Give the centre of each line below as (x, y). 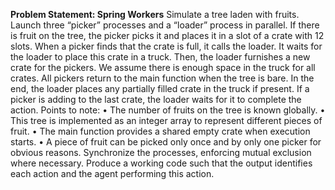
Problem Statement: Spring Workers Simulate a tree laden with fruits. (155, 14)
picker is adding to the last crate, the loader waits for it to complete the (156, 99)
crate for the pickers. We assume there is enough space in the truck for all (163, 67)
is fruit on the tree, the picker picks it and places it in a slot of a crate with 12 (167, 35)
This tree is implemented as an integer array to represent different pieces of (166, 120)
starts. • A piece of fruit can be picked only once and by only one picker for (166, 142)
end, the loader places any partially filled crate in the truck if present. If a (160, 88)
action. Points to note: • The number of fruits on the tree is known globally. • (168, 110)
